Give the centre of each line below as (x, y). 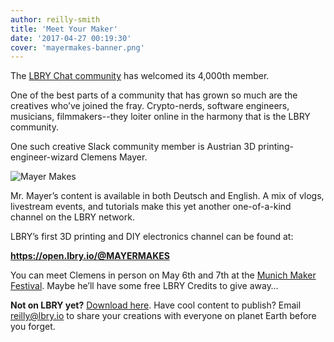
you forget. (33, 327)
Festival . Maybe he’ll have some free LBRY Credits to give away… (144, 286)
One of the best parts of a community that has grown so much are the (154, 95)
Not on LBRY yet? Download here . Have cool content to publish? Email (156, 305)
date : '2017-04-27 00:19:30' (71, 38)
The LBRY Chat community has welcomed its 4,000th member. (140, 76)
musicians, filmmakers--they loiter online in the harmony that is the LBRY (160, 117)
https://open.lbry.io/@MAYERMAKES (90, 256)
